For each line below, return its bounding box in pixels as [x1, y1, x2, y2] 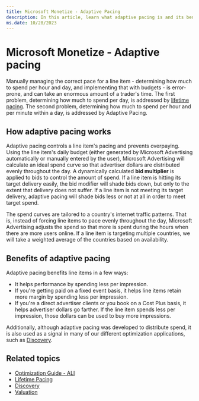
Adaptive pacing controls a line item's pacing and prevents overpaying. [6, 142, 179, 149]
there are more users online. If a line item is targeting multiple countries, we [6, 230, 191, 237]
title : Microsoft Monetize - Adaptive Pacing [6, 8, 120, 15]
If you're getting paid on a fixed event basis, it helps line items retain [14, 287, 182, 294]
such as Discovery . [6, 336, 53, 343]
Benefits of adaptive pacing [6, 253, 111, 264]
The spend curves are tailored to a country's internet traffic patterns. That [6, 211, 187, 218]
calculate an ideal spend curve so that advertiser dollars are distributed [6, 161, 180, 168]
